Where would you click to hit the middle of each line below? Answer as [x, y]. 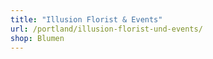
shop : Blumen [37, 38]
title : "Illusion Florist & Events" [86, 19]
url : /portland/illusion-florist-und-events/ [106, 29]
